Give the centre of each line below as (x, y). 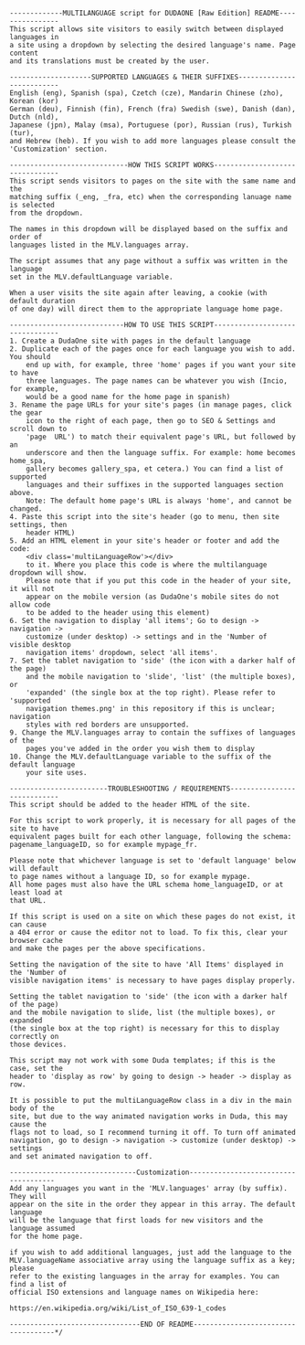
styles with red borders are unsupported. (108, 725)
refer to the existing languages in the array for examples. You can (145, 1276)
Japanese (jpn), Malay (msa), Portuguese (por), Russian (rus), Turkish (151, 125)
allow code (30, 605)
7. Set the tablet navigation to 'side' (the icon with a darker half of (153, 661)
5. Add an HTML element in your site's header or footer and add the (145, 541)
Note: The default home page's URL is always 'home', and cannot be (159, 501)
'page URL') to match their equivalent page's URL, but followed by (161, 437)
